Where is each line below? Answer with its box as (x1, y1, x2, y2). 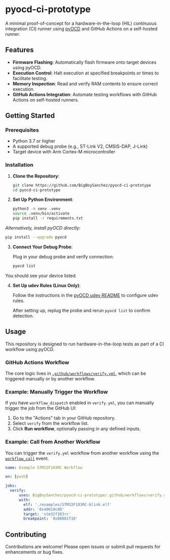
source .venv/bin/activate (12, 211, 70, 216)
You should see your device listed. (5, 272, 77, 279)
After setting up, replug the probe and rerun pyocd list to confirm (12, 307, 151, 313)
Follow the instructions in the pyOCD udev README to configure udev (12, 292, 158, 298)
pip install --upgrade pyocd (5, 235, 67, 240)
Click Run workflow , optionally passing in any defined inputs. (12, 426, 141, 432)
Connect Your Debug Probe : (12, 244, 73, 250)
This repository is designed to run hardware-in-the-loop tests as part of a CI (5, 340, 164, 347)
